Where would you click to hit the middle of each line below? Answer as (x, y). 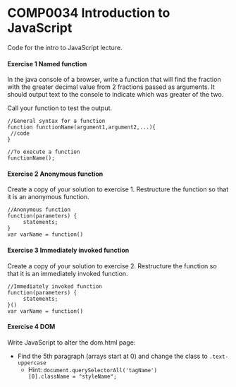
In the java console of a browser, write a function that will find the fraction (114, 80)
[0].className (49, 376)
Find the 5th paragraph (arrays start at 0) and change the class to (112, 356)
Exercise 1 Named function (47, 64)
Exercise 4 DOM (31, 327)
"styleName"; (98, 376)
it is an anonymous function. (48, 197)
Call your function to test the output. (60, 108)
